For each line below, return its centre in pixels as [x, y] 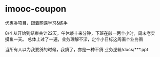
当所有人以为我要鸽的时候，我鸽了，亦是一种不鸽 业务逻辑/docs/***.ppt [77, 49]
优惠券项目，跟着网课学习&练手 [37, 23]
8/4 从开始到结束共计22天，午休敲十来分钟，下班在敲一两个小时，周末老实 [80, 33]
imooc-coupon [36, 9]
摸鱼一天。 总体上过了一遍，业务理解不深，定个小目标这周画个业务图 [74, 39]
